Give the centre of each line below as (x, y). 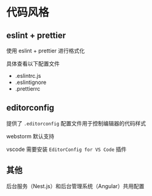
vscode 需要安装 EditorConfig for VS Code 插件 (67, 149)
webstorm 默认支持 (30, 136)
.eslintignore (31, 82)
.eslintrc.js (28, 76)
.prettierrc (28, 89)
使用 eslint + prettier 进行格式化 (46, 51)
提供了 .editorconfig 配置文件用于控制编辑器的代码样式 (76, 123)
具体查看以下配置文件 (33, 64)
